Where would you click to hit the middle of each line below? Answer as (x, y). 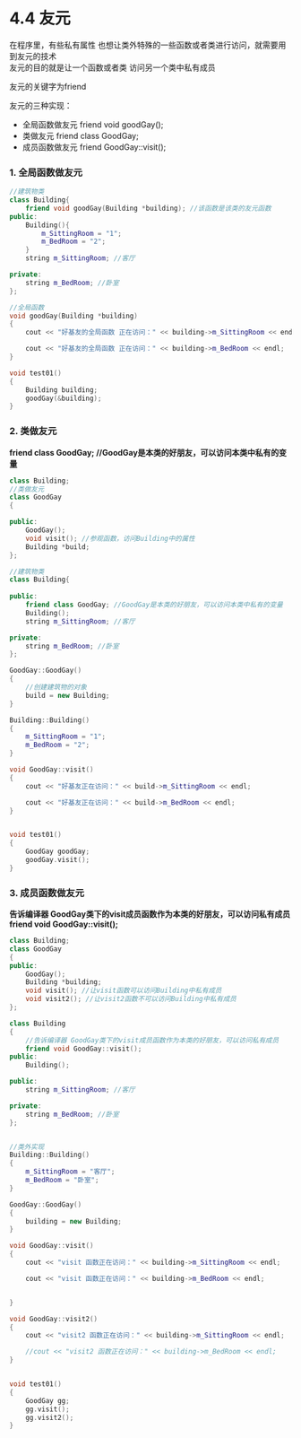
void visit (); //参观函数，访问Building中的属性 (110, 538)
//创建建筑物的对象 (56, 687)
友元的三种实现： (41, 105)
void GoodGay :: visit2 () (54, 1319)
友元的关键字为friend (48, 86)
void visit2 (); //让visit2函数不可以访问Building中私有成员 (131, 999)
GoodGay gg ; (47, 1400)
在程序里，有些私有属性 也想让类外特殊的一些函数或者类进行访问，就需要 (144, 45)
